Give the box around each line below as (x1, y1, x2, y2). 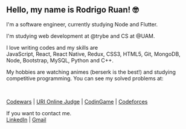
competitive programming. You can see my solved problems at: (6, 74, 164, 82)
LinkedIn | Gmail (6, 116, 46, 123)
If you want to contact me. (6, 109, 72, 116)
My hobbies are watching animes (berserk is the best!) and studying (6, 68, 176, 76)
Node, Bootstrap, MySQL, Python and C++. (6, 56, 114, 64)
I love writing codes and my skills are (6, 44, 98, 51)
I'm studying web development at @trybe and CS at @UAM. (6, 32, 155, 40)
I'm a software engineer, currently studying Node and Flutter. (6, 20, 158, 28)
